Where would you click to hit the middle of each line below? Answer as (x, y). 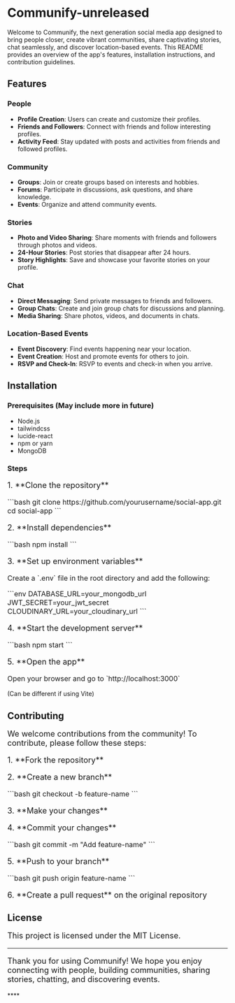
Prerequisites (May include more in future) (81, 405)
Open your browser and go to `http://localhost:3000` (94, 679)
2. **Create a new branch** (60, 777)
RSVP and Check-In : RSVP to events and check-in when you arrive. (115, 363)
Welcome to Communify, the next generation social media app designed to (115, 32)
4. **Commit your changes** (62, 828)
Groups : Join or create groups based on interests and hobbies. (108, 182)
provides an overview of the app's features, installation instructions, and (111, 55)
